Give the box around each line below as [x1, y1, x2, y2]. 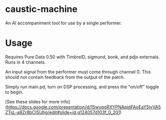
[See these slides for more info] [5, 99, 70, 105]
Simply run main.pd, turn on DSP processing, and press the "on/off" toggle [5, 84, 159, 90]
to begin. [5, 89, 23, 95]
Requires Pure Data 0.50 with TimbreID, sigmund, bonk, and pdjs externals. [5, 54, 160, 60]
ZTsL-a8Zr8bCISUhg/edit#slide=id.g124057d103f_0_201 [5, 109, 120, 115]
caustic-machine [5, 3, 77, 15]
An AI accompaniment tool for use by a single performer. [5, 20, 122, 26]
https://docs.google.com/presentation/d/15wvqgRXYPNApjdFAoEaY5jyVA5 [6, 104, 161, 110]
